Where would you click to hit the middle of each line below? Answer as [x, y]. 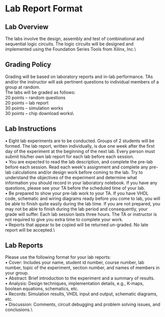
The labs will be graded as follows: [40, 92]
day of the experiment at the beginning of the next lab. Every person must [80, 151]
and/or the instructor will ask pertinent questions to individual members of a [82, 81]
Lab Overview [27, 27]
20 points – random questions [35, 97]
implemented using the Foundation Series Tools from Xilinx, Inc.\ [71, 49]
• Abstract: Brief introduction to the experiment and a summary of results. [80, 278]
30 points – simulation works [34, 108]
